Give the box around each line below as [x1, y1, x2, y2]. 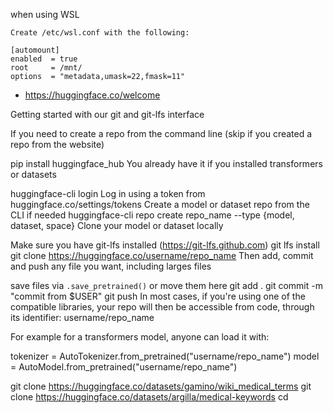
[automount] [10, 45, 60, 55]
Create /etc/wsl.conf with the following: [10, 28, 190, 38]
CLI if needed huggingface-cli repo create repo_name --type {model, [10, 209, 295, 221]
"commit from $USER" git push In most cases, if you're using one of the [10, 290, 306, 302]
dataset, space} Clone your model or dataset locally [10, 220, 224, 231]
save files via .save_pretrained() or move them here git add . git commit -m [10, 280, 323, 291]
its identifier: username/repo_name [10, 312, 155, 323]
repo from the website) [10, 139, 105, 150]
